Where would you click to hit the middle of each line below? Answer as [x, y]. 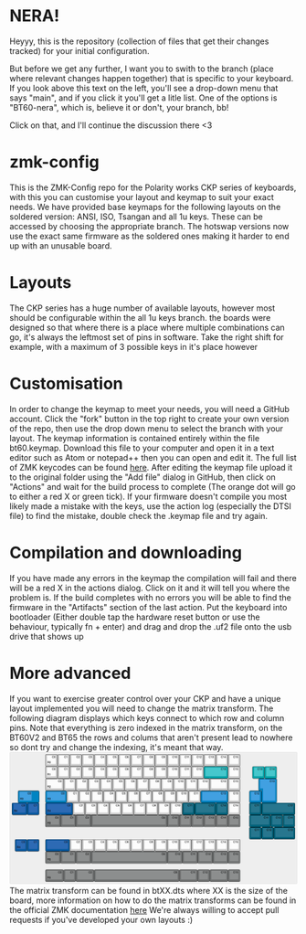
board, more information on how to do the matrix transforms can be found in [153, 900]
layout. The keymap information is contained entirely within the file [135, 438]
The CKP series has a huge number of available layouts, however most [142, 308]
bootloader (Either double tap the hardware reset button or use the [135, 617]
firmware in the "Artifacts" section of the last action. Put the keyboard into [148, 607]
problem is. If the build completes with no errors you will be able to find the [151, 597]
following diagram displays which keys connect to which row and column [147, 717]
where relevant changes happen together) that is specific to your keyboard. [152, 78]
